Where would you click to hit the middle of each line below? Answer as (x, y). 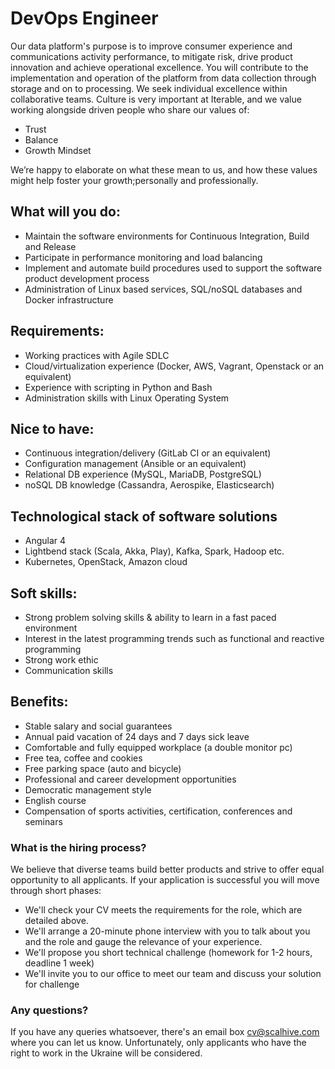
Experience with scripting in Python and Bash (118, 387)
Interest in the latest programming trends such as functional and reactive (174, 638)
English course (55, 800)
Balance (41, 139)
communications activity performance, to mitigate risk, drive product (151, 56)
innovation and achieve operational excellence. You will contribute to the (159, 67)
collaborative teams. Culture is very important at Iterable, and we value (156, 99)
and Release (50, 246)
